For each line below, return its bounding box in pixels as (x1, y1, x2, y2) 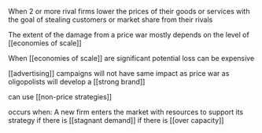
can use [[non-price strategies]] (8, 92, 113, 101)
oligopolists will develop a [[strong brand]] (8, 77, 146, 86)
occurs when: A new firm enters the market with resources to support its (8, 107, 244, 117)
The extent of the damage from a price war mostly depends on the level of (8, 31, 249, 39)
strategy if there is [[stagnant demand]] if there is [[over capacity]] (8, 116, 224, 124)
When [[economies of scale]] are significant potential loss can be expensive (8, 54, 255, 63)
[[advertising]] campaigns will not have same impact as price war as (8, 69, 230, 77)
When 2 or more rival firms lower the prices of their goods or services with (8, 7, 250, 16)
